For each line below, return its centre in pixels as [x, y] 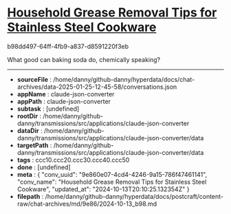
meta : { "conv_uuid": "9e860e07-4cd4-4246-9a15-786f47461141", [112, 174]
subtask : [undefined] [48, 109]
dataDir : [30, 130]
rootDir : [29, 116]
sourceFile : [34, 79]
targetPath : [34, 145]
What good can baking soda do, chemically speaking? [84, 59]
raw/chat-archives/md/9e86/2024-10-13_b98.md [87, 204]
